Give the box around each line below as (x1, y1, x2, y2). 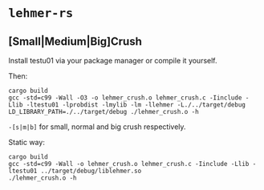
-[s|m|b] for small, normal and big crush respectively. (8, 122, 186, 131)
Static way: (8, 138, 46, 147)
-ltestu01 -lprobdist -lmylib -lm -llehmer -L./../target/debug (26, 101, 246, 109)
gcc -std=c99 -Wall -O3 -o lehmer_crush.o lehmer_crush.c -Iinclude (8, 94, 242, 102)
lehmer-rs (8, 6, 74, 21)
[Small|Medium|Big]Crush (8, 34, 143, 48)
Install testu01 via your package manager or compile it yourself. (8, 56, 218, 65)
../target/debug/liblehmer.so (40, 167, 142, 175)
